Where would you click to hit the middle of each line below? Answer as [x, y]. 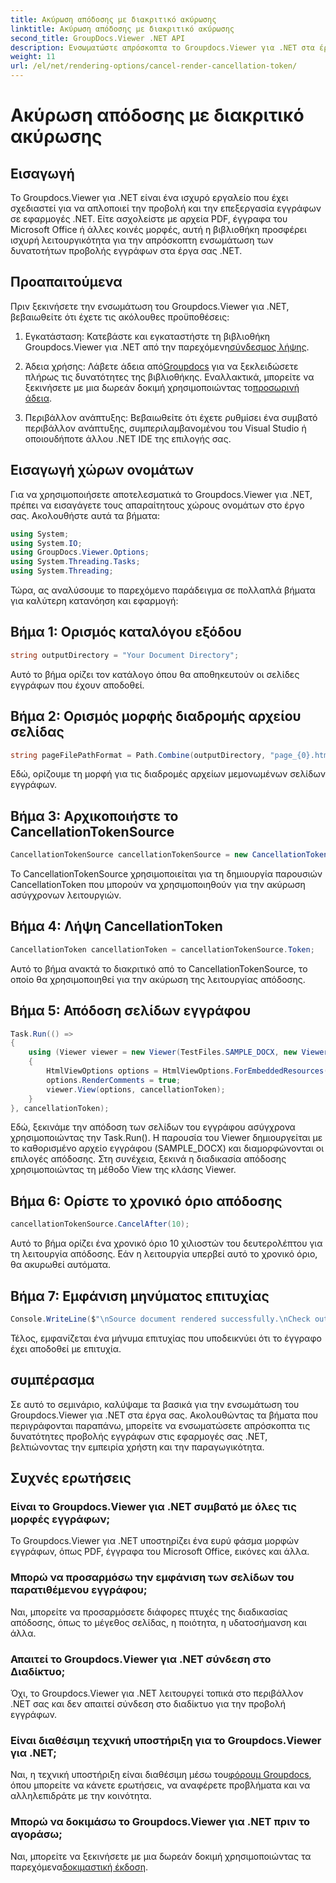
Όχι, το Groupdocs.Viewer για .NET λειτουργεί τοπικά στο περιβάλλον [157, 1693]
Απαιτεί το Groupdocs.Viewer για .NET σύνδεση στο [141, 1659]
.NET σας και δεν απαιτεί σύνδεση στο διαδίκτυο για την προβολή [148, 1703]
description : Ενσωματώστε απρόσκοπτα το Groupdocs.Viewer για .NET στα [162, 47]
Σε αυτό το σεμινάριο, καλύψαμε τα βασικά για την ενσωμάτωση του [155, 1404]
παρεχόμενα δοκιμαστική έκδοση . [79, 1867]
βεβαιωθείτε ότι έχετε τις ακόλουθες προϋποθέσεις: [120, 317]
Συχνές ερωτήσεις [71, 1478]
